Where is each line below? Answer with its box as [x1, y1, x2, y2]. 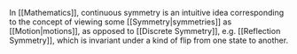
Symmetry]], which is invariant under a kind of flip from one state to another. [9, 35, 289, 45]
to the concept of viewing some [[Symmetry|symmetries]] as [9, 17, 232, 27]
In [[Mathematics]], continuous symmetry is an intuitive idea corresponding [9, 8, 285, 17]
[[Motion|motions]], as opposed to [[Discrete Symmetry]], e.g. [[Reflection [9, 26, 281, 36]
